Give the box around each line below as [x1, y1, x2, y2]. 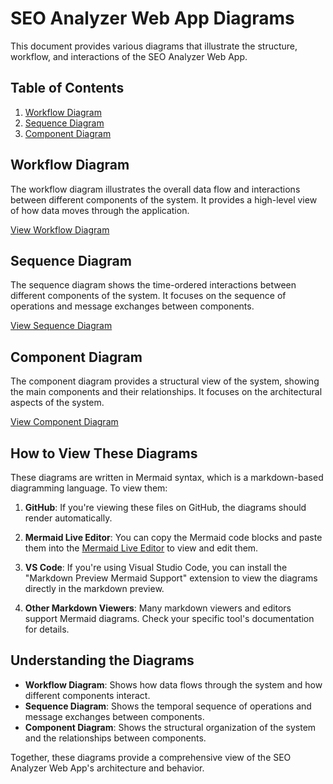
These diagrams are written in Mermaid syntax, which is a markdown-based [10, 472, 324, 483]
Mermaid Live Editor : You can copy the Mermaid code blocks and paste [24, 532, 323, 543]
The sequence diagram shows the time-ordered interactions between [10, 279, 297, 291]
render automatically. [24, 512, 113, 524]
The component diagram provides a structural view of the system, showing [10, 375, 320, 387]
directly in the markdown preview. [24, 583, 165, 594]
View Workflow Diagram [10, 223, 110, 236]
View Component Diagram [10, 416, 119, 428]
